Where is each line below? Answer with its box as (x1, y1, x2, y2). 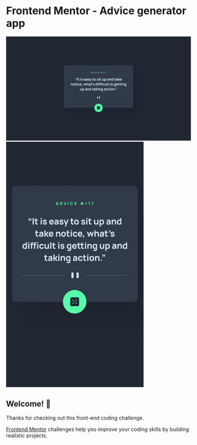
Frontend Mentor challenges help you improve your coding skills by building (6, 426, 189, 433)
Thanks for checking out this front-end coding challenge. (6, 414, 144, 421)
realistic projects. (6, 432, 48, 439)
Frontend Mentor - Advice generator (6, 4, 186, 18)
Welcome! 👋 (6, 398, 51, 409)
